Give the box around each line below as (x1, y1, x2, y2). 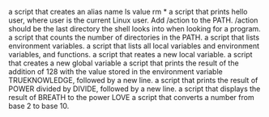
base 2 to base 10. (8, 101, 70, 111)
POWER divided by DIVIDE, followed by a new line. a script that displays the (8, 84, 261, 94)
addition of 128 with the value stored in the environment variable (8, 67, 223, 76)
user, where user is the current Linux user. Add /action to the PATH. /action (8, 15, 258, 25)
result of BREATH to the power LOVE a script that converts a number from (8, 93, 254, 102)
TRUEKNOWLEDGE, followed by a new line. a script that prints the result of (8, 76, 258, 85)
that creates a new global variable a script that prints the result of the (8, 58, 239, 68)
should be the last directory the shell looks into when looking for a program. (8, 24, 261, 33)
